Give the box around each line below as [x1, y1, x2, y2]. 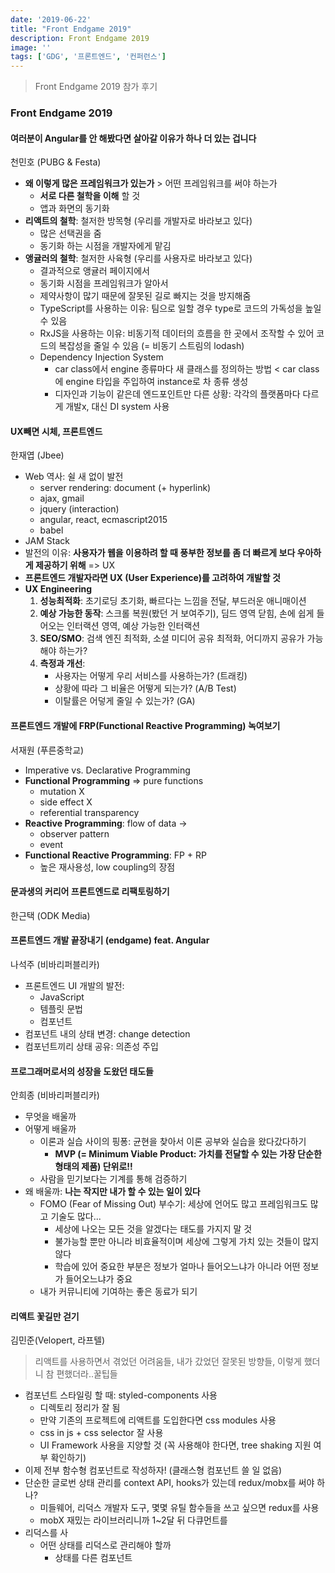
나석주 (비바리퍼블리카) [10, 959, 100, 971]
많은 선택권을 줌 [39, 227, 102, 240]
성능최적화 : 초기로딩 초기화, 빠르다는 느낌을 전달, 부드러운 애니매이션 [39, 595, 307, 607]
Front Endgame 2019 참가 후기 [34, 81, 158, 93]
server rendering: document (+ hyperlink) [39, 482, 212, 494]
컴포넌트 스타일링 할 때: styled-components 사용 [24, 1389, 218, 1401]
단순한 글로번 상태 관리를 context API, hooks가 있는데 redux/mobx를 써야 [24, 1477, 315, 1489]
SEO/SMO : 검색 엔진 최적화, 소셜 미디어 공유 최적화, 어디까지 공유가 [39, 632, 305, 645]
